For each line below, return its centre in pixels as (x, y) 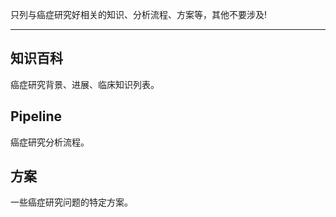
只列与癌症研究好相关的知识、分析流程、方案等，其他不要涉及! (139, 14)
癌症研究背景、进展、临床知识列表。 (85, 84)
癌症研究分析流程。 (50, 142)
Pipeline (36, 116)
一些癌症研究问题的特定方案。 (71, 202)
